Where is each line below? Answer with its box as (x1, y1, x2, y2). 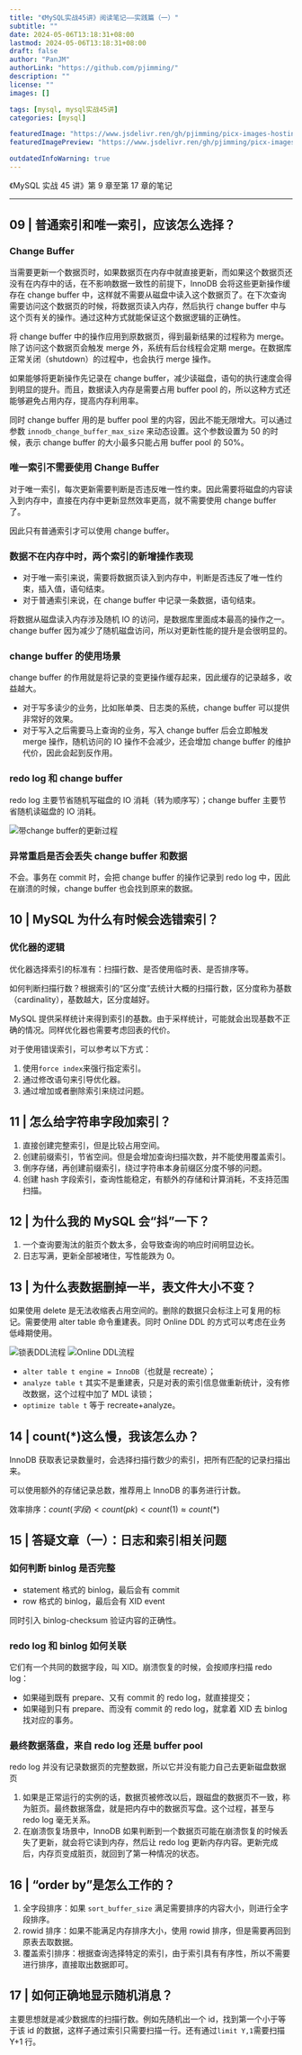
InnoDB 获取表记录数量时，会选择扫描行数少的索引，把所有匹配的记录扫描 (9, 1454, 283, 1465)
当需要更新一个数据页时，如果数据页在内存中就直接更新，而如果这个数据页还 (9, 267, 293, 278)
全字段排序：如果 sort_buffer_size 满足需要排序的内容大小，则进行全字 (22, 1903, 289, 1913)
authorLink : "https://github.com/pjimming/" (9, 64, 179, 73)
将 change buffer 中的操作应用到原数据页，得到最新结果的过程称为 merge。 (9, 331, 289, 342)
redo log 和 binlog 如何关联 (9, 1639, 128, 1652)
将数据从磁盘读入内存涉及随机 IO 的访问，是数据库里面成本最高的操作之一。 (9, 614, 290, 625)
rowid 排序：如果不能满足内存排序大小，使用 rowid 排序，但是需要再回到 (22, 1925, 291, 1936)
